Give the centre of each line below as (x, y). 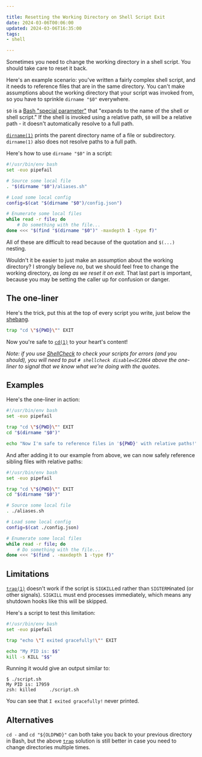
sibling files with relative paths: (44, 461)
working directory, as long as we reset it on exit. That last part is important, (99, 273)
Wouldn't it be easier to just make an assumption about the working (90, 260)
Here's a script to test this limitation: (51, 613)
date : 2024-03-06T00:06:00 (40, 23)
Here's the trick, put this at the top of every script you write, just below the (98, 313)
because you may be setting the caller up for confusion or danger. (88, 279)
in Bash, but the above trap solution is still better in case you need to (91, 741)
